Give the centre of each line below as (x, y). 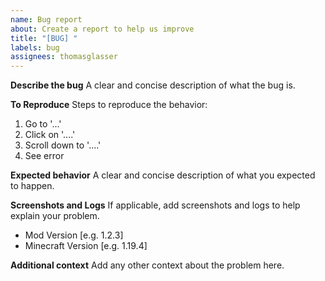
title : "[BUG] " (44, 38)
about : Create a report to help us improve (102, 29)
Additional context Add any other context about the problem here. (147, 265)
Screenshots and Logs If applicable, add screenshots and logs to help (155, 205)
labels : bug (35, 47)
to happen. (32, 186)
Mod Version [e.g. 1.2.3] (74, 235)
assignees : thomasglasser (64, 57)
